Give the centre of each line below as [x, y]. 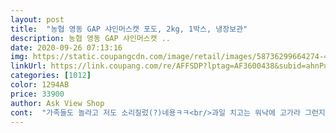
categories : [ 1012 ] [51, 76]
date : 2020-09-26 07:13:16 [66, 47]
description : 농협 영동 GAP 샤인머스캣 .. [90, 38]
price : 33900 [37, 94]
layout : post [37, 19]
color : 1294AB [40, 85]
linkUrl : [28, 66]
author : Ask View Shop [57, 103]
